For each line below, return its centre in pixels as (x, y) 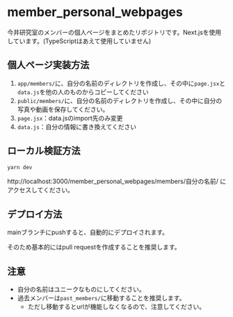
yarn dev (20, 167)
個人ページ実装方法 (48, 65)
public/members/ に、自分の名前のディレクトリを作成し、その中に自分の (120, 100)
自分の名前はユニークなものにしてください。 (81, 289)
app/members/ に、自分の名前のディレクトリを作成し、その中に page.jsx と (121, 83)
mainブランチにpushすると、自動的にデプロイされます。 (88, 232)
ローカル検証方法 (44, 151)
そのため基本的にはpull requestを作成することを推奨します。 (94, 247)
